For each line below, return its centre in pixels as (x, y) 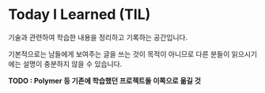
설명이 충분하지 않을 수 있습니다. (72, 64)
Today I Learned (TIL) (79, 15)
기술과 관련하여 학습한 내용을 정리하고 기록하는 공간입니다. (98, 37)
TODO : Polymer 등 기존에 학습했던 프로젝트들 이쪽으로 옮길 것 (105, 80)
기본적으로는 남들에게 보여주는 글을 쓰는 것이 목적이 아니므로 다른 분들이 (119, 54)
